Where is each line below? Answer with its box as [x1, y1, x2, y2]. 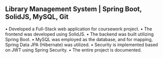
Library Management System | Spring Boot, [5, 5, 142, 13]
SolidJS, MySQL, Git [5, 13, 69, 21]
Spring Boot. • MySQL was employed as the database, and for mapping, [5, 36, 153, 42]
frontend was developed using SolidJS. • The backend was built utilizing [5, 31, 154, 37]
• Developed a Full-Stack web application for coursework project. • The [5, 26, 153, 32]
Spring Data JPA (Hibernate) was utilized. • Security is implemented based [5, 42, 158, 48]
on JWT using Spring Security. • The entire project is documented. [5, 47, 142, 53]
